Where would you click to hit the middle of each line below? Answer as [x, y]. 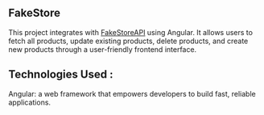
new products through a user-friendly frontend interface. [103, 49]
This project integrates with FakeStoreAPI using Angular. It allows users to [131, 32]
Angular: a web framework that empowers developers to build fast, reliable [132, 93]
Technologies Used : [61, 75]
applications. [29, 102]
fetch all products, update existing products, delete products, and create [128, 41]
